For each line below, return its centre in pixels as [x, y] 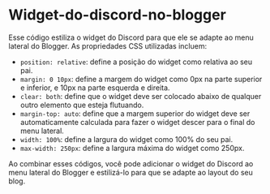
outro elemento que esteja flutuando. [82, 105]
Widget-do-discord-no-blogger [118, 15]
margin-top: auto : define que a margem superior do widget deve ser [135, 113]
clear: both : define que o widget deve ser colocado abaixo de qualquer [141, 96]
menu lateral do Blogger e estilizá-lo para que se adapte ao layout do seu [131, 172]
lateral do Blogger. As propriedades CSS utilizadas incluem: [108, 45]
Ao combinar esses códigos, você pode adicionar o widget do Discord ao [131, 163]
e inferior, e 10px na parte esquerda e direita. [95, 88]
